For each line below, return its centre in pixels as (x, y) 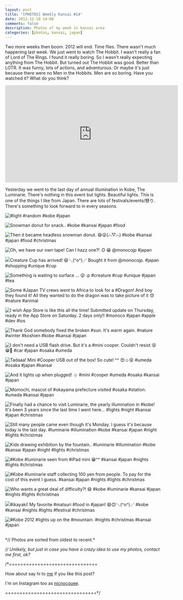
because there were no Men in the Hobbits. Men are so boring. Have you (79, 73)
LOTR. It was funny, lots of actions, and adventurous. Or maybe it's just (77, 68)
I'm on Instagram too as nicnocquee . (42, 583)
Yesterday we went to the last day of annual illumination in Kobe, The (75, 189)
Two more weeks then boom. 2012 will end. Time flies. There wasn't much (81, 47)
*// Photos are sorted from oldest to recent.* (50, 540)
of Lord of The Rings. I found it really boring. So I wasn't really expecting (79, 57)
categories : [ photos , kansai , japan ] (44, 33)
